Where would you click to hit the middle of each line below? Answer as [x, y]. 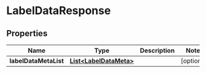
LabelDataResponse [59, 11]
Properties [27, 33]
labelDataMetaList [37, 61]
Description [157, 51]
